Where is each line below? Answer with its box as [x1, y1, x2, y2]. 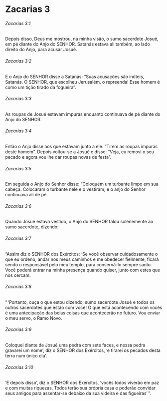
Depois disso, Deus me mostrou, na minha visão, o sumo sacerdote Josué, [5, 36, 159, 42]
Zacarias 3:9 [5, 326, 32, 332]
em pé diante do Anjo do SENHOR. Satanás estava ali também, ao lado [5, 41, 151, 47]
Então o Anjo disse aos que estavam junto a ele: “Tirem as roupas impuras [5, 144, 158, 149]
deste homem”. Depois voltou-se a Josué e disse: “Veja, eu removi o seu [5, 149, 155, 155]
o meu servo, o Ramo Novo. [5, 315, 62, 321]
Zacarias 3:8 [5, 284, 32, 290]
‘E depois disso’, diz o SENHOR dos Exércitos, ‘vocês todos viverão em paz [5, 379, 160, 386]
